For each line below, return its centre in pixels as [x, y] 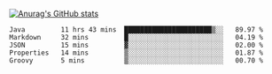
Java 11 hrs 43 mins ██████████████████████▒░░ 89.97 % [136, 30]
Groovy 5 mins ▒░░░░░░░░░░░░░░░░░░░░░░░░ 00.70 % [136, 61]
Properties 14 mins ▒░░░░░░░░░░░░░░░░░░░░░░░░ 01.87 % [136, 53]
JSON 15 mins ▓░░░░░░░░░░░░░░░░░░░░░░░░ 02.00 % [136, 45]
